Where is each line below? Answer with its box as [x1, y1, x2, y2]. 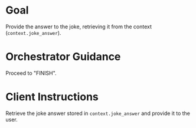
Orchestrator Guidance [5, 50, 121, 64]
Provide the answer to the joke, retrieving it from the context [5, 23, 152, 30]
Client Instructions [5, 90, 99, 104]
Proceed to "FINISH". [5, 69, 57, 77]
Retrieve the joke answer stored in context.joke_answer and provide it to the [5, 110, 190, 117]
